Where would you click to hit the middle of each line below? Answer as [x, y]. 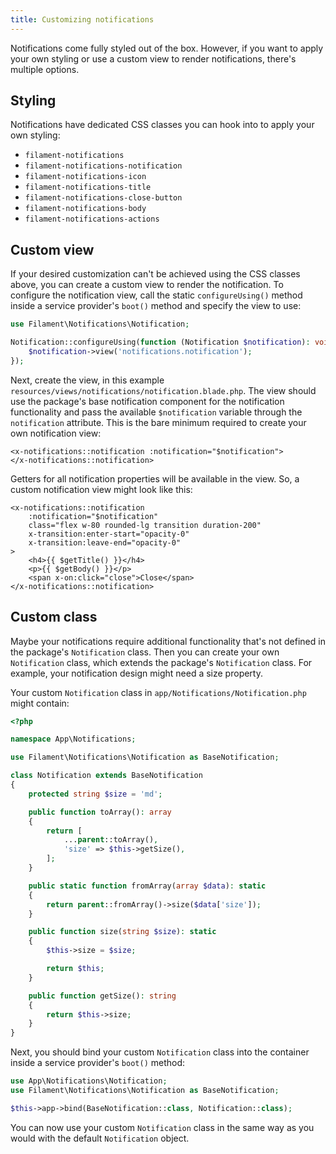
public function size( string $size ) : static [122, 932]
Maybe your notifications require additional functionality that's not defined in [168, 641]
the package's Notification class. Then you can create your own [145, 652]
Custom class [54, 617]
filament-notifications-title [88, 187]
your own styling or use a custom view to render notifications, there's [153, 58]
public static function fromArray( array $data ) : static [147, 886]
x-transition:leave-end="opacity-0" [105, 542]
